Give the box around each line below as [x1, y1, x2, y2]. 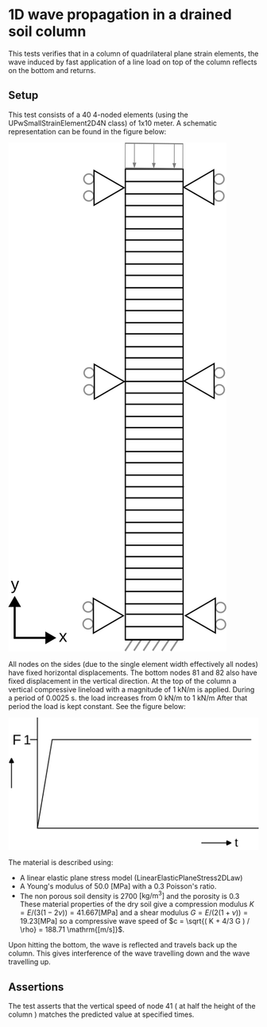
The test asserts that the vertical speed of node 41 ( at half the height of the [8, 1002, 256, 1010]
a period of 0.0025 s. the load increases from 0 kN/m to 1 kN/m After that [8, 693, 248, 703]
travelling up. [8, 957, 52, 967]
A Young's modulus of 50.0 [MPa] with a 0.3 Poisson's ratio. [19, 881, 217, 891]
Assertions [8, 980, 64, 994]
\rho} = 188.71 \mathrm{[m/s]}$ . [19, 924, 125, 935]
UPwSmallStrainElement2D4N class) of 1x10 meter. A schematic [8, 118, 217, 128]
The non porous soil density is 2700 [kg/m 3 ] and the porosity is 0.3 [19, 889, 240, 901]
